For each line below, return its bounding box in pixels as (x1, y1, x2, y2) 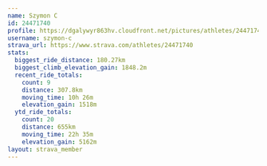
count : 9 (22, 78, 51, 86)
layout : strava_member (7, 145, 83, 153)
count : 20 (22, 116, 55, 124)
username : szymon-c (7, 34, 73, 42)
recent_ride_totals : (14, 71, 83, 79)
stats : (7, 49, 29, 57)
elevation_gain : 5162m (22, 137, 97, 146)
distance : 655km (22, 123, 77, 131)
